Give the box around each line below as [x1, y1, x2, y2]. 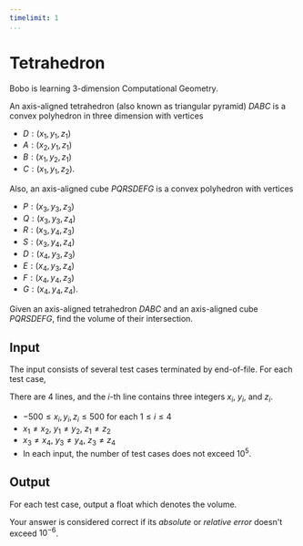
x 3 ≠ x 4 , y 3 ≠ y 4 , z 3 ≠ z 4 [22, 435, 116, 448]
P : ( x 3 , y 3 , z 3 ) [22, 201, 75, 214]
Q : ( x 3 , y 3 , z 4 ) [22, 212, 76, 226]
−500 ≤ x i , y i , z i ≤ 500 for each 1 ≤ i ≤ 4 [22, 411, 172, 424]
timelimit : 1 [9, 13, 59, 23]
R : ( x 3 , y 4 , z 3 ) [22, 224, 76, 238]
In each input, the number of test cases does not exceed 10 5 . [22, 447, 252, 458]
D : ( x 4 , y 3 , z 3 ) [22, 248, 76, 261]
